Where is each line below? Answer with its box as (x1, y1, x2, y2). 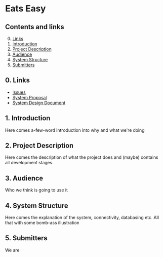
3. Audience (5, 174, 43, 183)
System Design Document (12, 100, 66, 106)
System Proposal (12, 94, 47, 100)
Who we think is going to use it (5, 187, 68, 193)
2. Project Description (5, 142, 74, 150)
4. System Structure (5, 201, 68, 210)
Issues (12, 89, 26, 95)
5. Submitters (5, 234, 48, 242)
